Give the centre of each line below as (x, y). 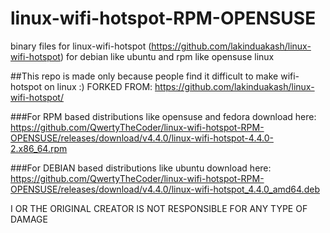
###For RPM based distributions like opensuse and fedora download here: (163, 116)
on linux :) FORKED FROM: (98, 86)
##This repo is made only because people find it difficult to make (144, 76)
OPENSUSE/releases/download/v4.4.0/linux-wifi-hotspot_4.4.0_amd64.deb (165, 189)
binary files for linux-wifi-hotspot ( (81, 46)
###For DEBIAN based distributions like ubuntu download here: (141, 168)
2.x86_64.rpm (39, 148)
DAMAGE (29, 219)
